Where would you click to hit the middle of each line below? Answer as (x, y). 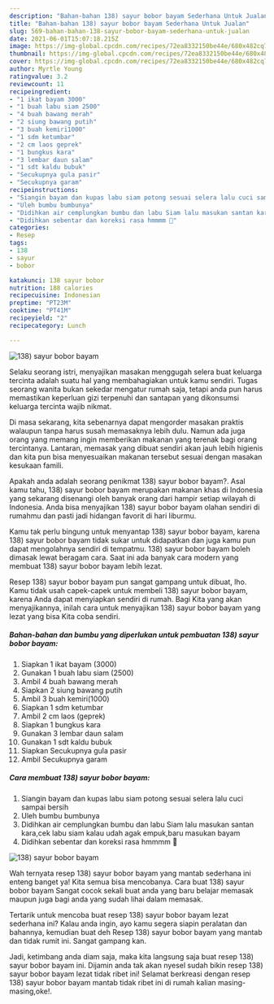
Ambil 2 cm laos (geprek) (63, 716)
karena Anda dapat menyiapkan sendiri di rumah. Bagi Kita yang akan (126, 599)
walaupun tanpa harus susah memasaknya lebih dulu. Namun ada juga (128, 430)
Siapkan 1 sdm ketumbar (62, 707)
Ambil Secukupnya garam (64, 759)
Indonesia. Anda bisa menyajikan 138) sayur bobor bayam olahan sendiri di (135, 507)
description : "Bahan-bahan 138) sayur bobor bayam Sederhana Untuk (126, 16)
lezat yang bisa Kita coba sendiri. (65, 616)
